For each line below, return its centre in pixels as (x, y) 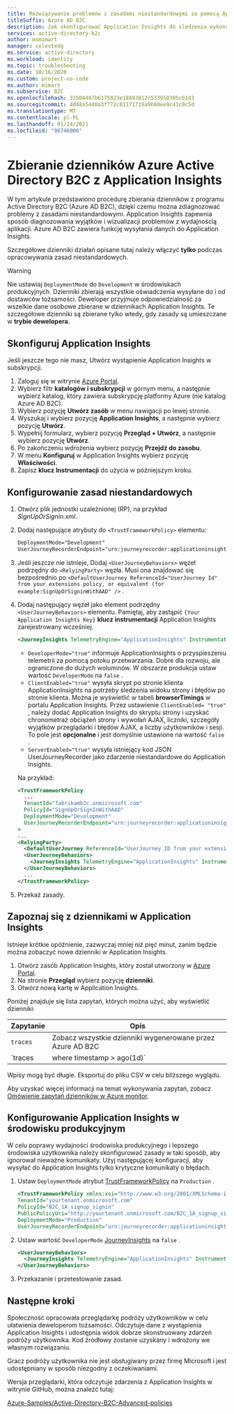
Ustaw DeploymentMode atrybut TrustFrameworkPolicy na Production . (116, 1181)
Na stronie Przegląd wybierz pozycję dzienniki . (86, 980)
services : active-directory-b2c (54, 33)
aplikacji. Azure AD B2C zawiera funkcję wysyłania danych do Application (113, 229)
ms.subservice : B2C (36, 91)
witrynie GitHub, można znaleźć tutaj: (61, 1389)
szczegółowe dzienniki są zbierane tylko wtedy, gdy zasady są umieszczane (117, 314)
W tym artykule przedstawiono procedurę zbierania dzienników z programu (116, 199)
